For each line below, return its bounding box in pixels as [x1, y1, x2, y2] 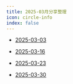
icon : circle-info [6, 14, 52, 20]
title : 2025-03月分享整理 [6, 8, 67, 15]
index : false [6, 20, 39, 26]
